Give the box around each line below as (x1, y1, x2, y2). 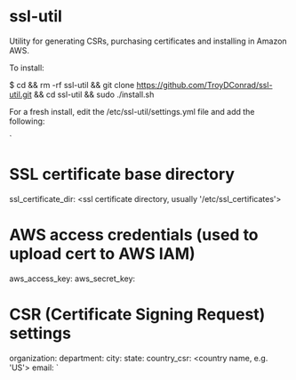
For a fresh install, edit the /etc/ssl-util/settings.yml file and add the (9, 106, 255, 117)
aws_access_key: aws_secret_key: (9, 273, 136, 284)
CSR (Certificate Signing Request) (9, 304, 266, 324)
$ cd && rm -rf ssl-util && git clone (9, 79, 135, 90)
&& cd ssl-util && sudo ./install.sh (34, 89, 155, 100)
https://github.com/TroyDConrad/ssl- (136, 79, 273, 90)
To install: (9, 62, 44, 73)
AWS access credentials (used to (9, 225, 260, 246)
